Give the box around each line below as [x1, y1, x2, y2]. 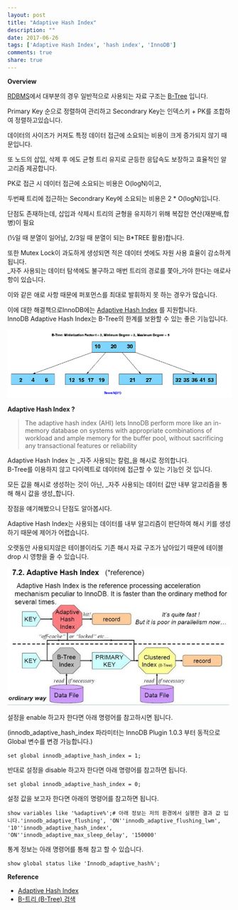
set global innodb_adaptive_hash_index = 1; [7, 752, 141, 759]
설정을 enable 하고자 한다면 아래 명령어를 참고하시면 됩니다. [7, 713, 173, 721]
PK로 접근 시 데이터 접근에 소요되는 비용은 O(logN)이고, [7, 179, 162, 187]
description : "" [7, 26, 55, 33]
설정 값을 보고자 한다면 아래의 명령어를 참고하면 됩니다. [7, 794, 159, 802]
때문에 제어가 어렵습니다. [20, 528, 90, 537]
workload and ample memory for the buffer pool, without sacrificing [24, 434, 224, 443]
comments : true [7, 49, 53, 56]
